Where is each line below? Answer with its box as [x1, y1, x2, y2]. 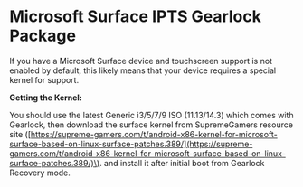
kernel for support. [9, 74, 80, 85]
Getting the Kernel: [9, 92, 83, 103]
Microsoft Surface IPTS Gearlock [9, 6, 262, 27]
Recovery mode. [9, 167, 71, 178]
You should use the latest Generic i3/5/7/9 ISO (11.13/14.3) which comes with [9, 109, 294, 120]
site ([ [9, 128, 32, 139]
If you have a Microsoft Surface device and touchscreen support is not [9, 55, 273, 66]
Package [9, 25, 77, 46]
